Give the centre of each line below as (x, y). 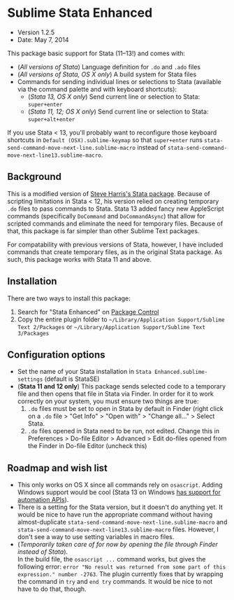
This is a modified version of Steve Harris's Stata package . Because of (109, 193)
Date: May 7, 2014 (43, 39)
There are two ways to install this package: (69, 298)
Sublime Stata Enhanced (80, 13)
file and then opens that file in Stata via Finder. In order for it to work (116, 394)
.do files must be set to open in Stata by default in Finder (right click (125, 409)
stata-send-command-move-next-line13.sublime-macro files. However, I (118, 529)
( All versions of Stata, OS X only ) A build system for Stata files (107, 74)
